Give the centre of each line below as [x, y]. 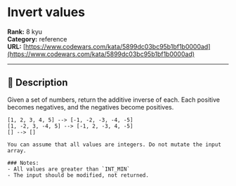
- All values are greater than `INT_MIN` [69, 169]
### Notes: [23, 163]
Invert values [46, 12]
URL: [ [17, 46]
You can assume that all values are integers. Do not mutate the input [114, 145]
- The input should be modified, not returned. [78, 175]
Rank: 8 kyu [25, 32]
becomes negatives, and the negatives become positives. [91, 107]
